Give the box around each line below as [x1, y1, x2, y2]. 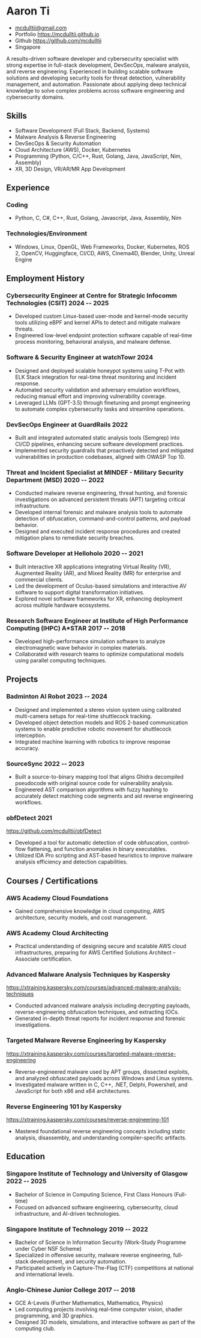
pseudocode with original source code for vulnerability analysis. [14, 779, 174, 786]
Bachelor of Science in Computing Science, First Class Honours [14, 1190, 173, 1198]
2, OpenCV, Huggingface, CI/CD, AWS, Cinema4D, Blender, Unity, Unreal [14, 249, 195, 257]
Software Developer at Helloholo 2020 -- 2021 [6, 549, 143, 558]
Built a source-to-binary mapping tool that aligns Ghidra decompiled [14, 773, 184, 780]
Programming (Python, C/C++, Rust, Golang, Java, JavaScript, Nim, [14, 152, 182, 160]
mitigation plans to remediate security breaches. [14, 534, 135, 541]
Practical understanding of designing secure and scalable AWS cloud [14, 942, 187, 950]
